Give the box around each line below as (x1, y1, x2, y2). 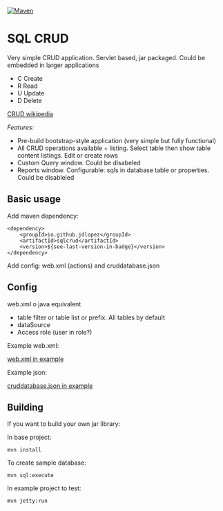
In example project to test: (7, 484, 81, 492)
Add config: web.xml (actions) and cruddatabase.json (7, 261, 160, 270)
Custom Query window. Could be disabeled (17, 158, 141, 167)
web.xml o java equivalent (7, 299, 81, 308)
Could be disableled (17, 173, 75, 181)
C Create (17, 74, 43, 82)
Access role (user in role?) (17, 328, 93, 336)
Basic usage (7, 194, 61, 205)
